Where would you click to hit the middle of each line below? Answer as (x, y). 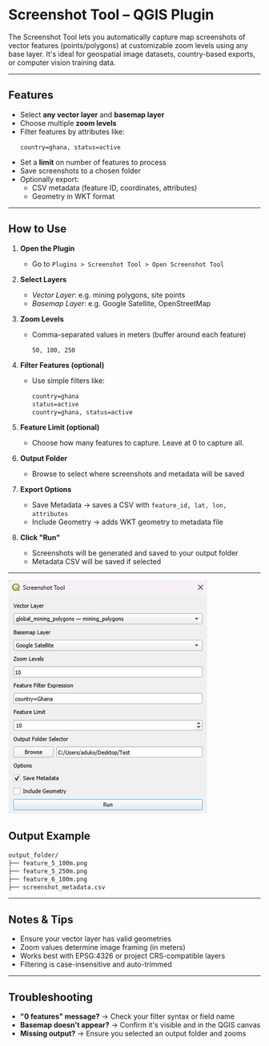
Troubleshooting (51, 997)
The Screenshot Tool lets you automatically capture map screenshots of (127, 37)
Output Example (49, 836)
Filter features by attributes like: (72, 131)
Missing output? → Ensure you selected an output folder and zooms (133, 1033)
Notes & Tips (41, 919)
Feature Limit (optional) (60, 427)
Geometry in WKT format (73, 196)
